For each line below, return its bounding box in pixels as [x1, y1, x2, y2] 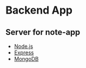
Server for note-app [5, 27, 81, 37]
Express [14, 49, 34, 56]
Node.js [14, 43, 34, 50]
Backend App [5, 4, 73, 17]
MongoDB [14, 56, 39, 62]
